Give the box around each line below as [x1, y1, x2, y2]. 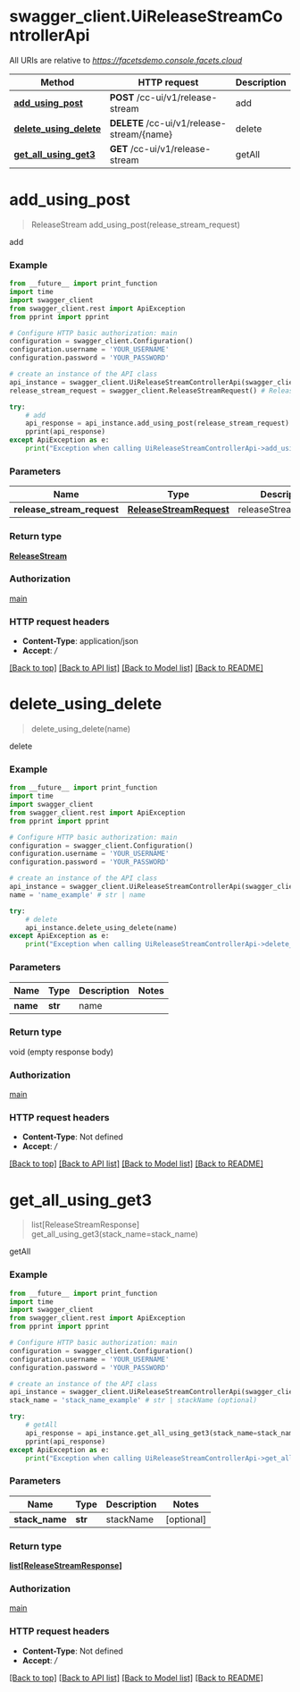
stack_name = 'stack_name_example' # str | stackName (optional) [9, 1396, 257, 1405]
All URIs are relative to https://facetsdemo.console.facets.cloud [9, 55, 243, 65]
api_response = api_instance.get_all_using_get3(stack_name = [25, 1428, 257, 1437]
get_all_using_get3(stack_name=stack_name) [30, 1229, 199, 1239]
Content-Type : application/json [21, 636, 138, 647]
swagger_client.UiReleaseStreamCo [9, 6, 283, 27]
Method [39, 76, 75, 89]
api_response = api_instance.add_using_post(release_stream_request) [25, 419, 290, 428]
